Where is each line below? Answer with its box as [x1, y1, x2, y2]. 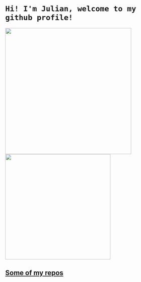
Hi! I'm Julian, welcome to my [5, 4, 136, 14]
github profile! [5, 13, 73, 23]
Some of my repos [5, 268, 64, 277]
